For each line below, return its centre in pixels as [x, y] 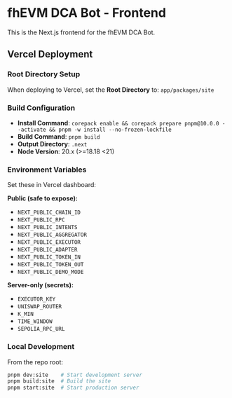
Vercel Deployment [50, 54]
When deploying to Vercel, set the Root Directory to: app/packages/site [111, 90]
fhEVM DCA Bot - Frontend [87, 13]
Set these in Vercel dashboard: [52, 185]
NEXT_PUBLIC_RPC [41, 220]
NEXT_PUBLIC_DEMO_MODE [50, 272]
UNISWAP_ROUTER [40, 307]
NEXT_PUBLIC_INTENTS [47, 228]
